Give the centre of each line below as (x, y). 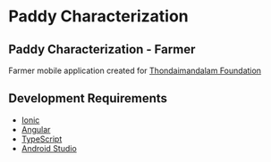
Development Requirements (88, 98)
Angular (36, 129)
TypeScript (42, 139)
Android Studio (49, 148)
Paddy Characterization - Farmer (102, 49)
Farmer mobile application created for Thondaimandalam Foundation (135, 70)
